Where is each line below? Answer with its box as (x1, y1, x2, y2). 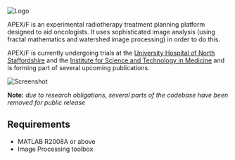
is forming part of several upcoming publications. (7, 64, 150, 72)
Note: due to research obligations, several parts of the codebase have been (7, 91, 229, 99)
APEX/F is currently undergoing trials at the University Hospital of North (7, 49, 215, 57)
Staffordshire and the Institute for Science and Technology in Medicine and (7, 56, 225, 65)
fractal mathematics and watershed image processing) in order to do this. (7, 35, 220, 44)
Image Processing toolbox (17, 145, 94, 153)
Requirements (7, 119, 70, 131)
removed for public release (7, 98, 86, 107)
